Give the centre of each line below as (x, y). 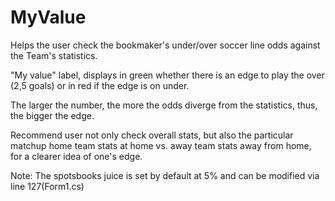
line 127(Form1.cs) (47, 186)
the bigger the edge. (52, 115)
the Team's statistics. (54, 55)
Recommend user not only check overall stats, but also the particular (152, 135)
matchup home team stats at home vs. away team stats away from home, (161, 145)
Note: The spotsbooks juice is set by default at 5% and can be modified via (165, 175)
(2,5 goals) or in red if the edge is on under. (100, 85)
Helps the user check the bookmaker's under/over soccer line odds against (165, 45)
